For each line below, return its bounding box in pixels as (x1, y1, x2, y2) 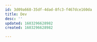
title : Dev (5, 12, 27, 17)
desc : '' (5, 16, 23, 21)
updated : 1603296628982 (5, 21, 53, 26)
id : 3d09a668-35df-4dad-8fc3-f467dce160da (5, 7, 92, 12)
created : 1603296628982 (5, 25, 53, 30)
